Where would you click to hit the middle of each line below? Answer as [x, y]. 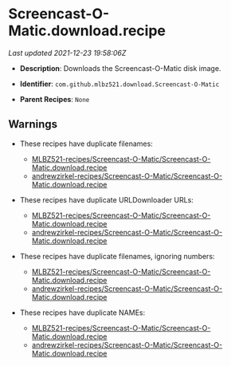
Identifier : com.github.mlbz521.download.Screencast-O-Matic [119, 84]
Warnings [33, 124]
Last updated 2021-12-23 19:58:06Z [67, 53]
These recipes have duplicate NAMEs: [82, 313]
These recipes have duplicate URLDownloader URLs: [106, 199]
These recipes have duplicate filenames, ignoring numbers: [117, 256]
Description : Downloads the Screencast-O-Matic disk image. [120, 68]
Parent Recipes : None [55, 99]
